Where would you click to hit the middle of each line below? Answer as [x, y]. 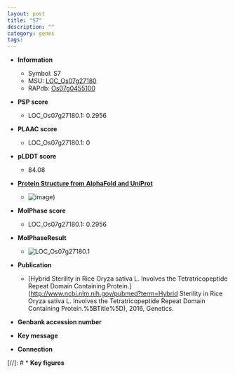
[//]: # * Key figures [36, 363]
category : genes [31, 33]
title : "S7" [25, 20]
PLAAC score [37, 129]
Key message [38, 336]
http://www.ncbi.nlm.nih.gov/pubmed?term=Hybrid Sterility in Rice [127, 294]
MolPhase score [41, 211]
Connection [35, 349]
